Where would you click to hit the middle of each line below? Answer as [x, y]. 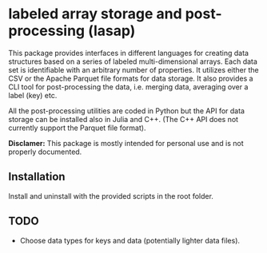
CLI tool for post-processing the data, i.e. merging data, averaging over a [128, 87]
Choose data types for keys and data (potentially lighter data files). [130, 240]
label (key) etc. [33, 95]
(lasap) [112, 31]
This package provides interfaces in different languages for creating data [129, 53]
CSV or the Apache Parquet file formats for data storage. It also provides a [131, 78]
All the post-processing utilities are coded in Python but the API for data [127, 111]
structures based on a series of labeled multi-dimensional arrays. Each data [133, 61]
